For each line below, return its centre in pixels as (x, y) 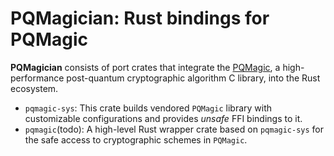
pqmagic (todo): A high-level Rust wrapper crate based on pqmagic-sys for (174, 129)
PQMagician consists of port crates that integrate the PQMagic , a (145, 67)
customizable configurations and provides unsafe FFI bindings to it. (163, 118)
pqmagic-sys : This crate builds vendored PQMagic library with (148, 108)
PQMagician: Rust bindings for (140, 18)
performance (37, 78)
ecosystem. (34, 88)
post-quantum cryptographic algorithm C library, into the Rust (193, 78)
